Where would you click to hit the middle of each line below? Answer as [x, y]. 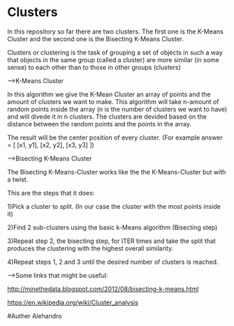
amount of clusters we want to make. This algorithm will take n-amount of [113, 101]
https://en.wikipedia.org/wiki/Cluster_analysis [73, 302]
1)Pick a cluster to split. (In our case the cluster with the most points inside [114, 206]
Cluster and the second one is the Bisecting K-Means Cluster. [95, 38]
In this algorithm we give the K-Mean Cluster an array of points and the [109, 94]
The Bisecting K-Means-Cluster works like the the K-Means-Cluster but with [117, 172]
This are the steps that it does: [51, 193]
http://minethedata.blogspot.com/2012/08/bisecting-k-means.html [103, 289]
